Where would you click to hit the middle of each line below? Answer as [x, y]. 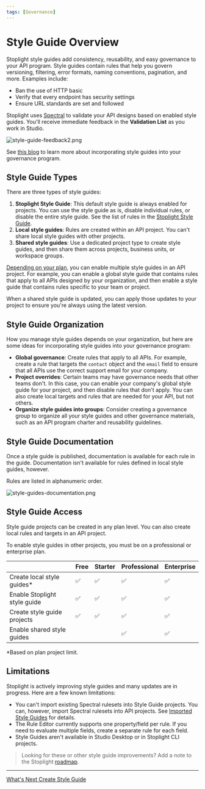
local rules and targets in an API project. [56, 533]
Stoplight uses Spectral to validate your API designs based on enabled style [102, 115]
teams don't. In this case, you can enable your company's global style [103, 384]
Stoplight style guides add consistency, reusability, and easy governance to [101, 59]
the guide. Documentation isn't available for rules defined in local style [95, 463]
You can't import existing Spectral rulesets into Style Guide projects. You [106, 704]
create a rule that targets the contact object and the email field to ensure [106, 364]
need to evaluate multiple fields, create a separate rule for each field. [102, 730]
